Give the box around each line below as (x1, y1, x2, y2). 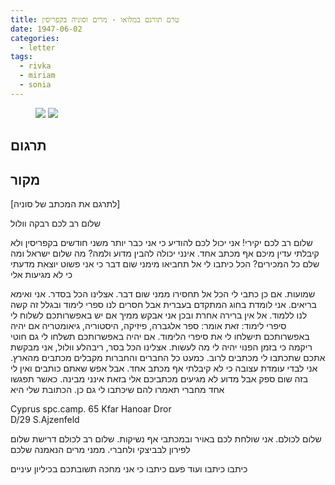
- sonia (19, 80, 52, 90)
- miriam (19, 71, 56, 81)
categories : (10, 33, 60, 43)
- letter (19, 42, 56, 53)
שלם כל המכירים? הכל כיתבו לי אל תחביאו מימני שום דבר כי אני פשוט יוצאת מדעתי (10, 257, 320, 270)
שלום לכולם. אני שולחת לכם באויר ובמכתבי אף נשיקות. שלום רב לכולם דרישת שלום (10, 432, 322, 445)
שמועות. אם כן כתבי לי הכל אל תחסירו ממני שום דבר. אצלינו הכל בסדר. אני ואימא (10, 287, 316, 300)
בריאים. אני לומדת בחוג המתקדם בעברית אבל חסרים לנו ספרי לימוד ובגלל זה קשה (10, 298, 317, 310)
